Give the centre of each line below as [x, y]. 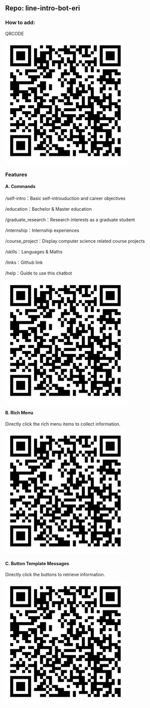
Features [16, 174]
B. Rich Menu [19, 413]
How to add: [20, 23]
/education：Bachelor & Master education [48, 209]
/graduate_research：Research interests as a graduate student [70, 219]
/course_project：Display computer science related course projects [75, 241]
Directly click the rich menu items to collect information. [63, 424]
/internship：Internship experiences [42, 230]
